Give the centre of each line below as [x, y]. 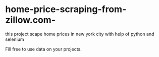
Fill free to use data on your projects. [43, 49]
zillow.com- [30, 20]
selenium [15, 39]
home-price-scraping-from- [66, 9]
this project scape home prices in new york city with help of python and [80, 34]
